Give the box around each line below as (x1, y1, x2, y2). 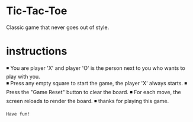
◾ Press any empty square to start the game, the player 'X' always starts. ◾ (6, 79, 188, 86)
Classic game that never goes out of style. (6, 24, 110, 31)
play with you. (6, 73, 40, 80)
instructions (6, 44, 67, 58)
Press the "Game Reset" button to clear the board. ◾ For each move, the (6, 88, 182, 95)
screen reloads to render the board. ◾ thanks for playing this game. (6, 97, 169, 104)
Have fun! (6, 111, 31, 117)
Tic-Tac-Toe (6, 4, 67, 18)
